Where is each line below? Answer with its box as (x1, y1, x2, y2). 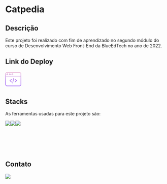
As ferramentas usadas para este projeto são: (5, 111, 101, 117)
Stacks (5, 97, 28, 106)
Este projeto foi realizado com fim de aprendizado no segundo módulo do (5, 37, 159, 43)
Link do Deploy (5, 57, 53, 66)
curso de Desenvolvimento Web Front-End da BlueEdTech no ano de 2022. (5, 43, 162, 49)
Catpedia (5, 4, 45, 15)
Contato (5, 160, 31, 169)
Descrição (5, 24, 39, 33)
